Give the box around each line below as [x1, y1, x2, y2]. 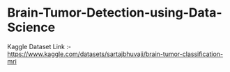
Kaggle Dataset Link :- [7, 42, 72, 51]
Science [7, 19, 56, 35]
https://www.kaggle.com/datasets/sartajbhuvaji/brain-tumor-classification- [7, 50, 224, 58]
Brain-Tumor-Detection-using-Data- [7, 5, 222, 21]
